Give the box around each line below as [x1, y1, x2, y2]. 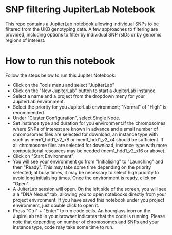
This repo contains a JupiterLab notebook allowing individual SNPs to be [5, 21, 159, 27]
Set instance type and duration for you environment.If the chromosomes [12, 120, 166, 126]
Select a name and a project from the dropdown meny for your [12, 93, 145, 99]
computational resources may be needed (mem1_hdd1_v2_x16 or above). [12, 148, 166, 154]
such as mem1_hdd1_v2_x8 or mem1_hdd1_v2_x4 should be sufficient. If [12, 136, 164, 142]
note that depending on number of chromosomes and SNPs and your [12, 219, 159, 225]
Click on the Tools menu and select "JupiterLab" [12, 82, 114, 88]
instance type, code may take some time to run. [12, 224, 114, 230]
